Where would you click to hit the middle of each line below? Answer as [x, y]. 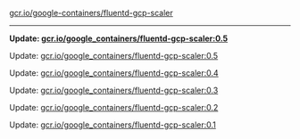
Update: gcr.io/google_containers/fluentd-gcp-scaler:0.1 [113, 125]
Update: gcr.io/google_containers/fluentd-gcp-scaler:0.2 [114, 107]
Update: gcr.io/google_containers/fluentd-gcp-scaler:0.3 [114, 90]
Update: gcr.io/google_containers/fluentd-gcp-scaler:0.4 [114, 73]
